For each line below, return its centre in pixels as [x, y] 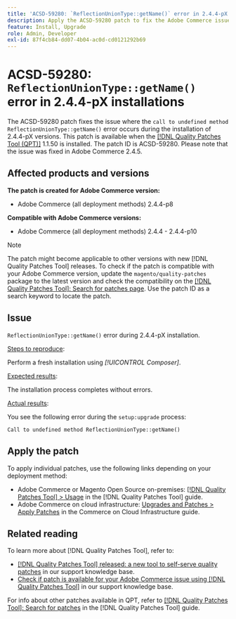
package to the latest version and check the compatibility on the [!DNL [110, 281]
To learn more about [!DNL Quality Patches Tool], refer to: [91, 551]
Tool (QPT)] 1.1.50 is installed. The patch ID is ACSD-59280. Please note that [118, 144]
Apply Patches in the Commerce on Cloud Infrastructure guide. [109, 511]
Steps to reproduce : [36, 348]
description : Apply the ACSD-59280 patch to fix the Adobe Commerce [110, 20]
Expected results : [33, 376]
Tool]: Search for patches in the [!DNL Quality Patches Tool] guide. [104, 608]
